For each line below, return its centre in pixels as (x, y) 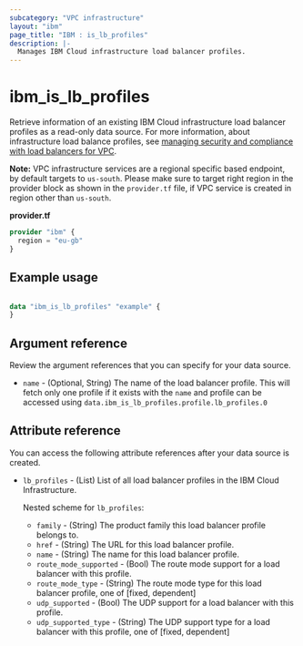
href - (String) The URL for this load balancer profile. (135, 544)
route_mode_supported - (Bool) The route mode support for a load (158, 564)
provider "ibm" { (42, 232)
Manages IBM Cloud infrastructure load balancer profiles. (132, 52)
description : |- (40, 43)
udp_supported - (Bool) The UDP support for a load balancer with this (165, 602)
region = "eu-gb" (50, 241)
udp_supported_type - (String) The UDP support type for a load (153, 621)
